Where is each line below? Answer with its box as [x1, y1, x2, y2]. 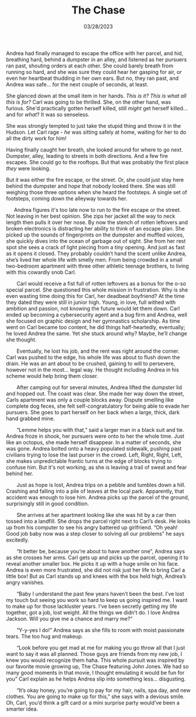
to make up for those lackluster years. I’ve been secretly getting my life [6, 603, 177, 610]
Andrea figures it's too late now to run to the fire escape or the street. [13, 206, 181, 213]
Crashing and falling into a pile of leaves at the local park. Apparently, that [6, 488, 184, 495]
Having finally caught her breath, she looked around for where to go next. [6, 146, 183, 153]
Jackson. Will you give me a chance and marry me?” [6, 615, 133, 622]
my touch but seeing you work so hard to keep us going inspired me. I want [6, 596, 188, 603]
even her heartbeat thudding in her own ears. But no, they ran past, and [6, 75, 179, 82]
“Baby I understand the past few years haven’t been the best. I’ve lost [16, 590, 184, 597]
